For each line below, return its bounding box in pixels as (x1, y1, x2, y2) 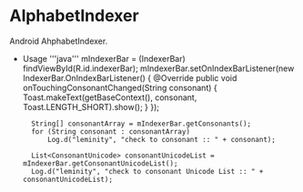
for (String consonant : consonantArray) (31, 126, 191, 136)
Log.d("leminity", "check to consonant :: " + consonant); (46, 135, 276, 144)
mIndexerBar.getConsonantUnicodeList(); (22, 158, 178, 168)
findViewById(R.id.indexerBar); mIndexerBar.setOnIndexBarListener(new (22, 63, 295, 74)
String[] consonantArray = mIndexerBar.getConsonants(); (31, 119, 252, 128)
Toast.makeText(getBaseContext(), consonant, (22, 92, 197, 103)
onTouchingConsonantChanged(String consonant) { (22, 82, 217, 93)
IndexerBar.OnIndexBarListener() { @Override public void (22, 72, 237, 83)
